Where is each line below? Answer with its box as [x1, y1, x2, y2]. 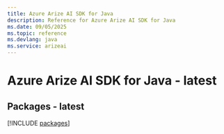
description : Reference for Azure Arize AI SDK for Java [7, 17, 176, 24]
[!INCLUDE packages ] [7, 119, 70, 127]
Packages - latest [7, 100, 85, 112]
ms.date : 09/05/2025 [7, 23, 67, 30]
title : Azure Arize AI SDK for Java [7, 10, 113, 17]
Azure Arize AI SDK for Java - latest [7, 73, 217, 89]
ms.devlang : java [7, 36, 58, 43]
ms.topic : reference [7, 29, 67, 37]
